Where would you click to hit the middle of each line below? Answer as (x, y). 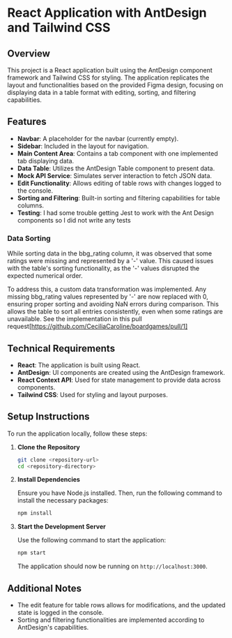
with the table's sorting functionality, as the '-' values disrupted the (103, 268)
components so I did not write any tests (74, 220)
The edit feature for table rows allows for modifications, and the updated (121, 605)
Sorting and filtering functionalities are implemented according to (111, 620)
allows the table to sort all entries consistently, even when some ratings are (115, 311)
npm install (34, 513)
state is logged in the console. (61, 613)
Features (27, 122)
